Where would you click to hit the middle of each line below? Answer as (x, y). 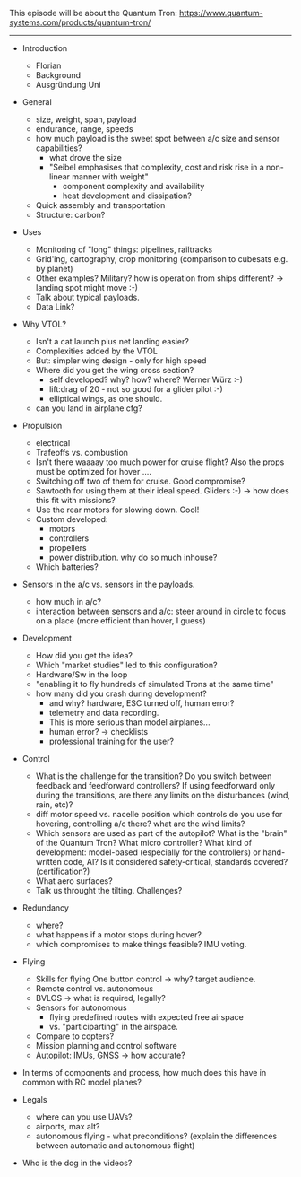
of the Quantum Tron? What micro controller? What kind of (144, 843)
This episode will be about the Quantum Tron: (93, 13)
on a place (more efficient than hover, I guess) (120, 621)
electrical (53, 443)
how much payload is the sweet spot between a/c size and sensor (158, 139)
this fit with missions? (75, 500)
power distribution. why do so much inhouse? (133, 557)
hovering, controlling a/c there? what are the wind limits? (140, 824)
